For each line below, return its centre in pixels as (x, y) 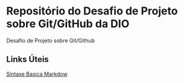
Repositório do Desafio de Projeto (92, 11)
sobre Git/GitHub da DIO (68, 24)
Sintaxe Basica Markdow (37, 74)
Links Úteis (28, 59)
